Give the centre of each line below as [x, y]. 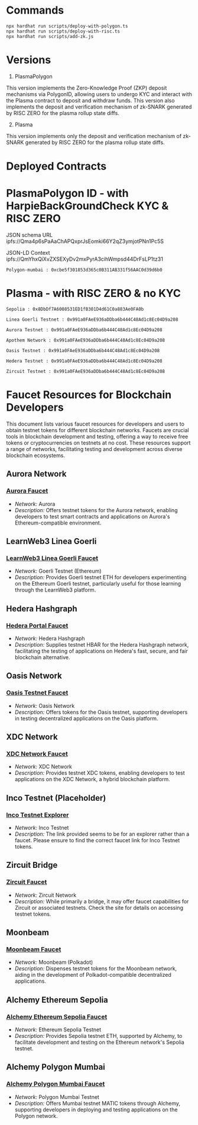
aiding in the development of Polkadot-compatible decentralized [93, 975]
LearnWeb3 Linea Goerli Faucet [52, 558]
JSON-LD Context [28, 253]
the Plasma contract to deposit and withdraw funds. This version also [90, 100]
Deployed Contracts [56, 166]
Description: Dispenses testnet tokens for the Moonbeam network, [96, 969]
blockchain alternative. [42, 657]
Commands [35, 10]
